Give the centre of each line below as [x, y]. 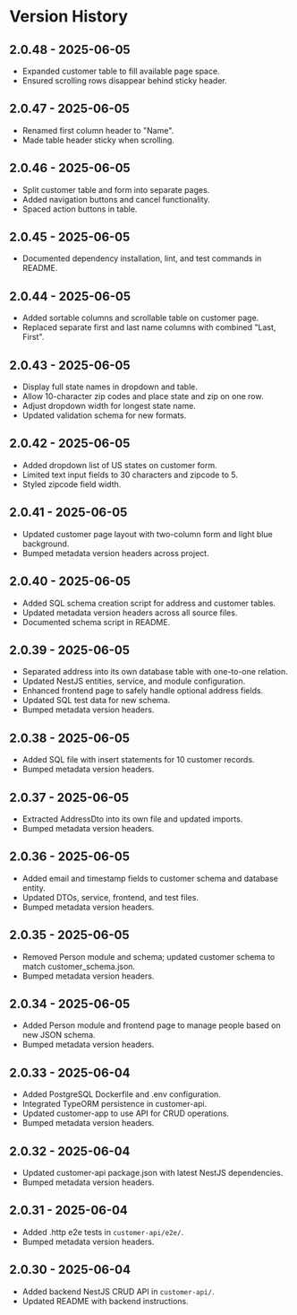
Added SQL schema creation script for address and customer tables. [148, 603]
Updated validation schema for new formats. [104, 415]
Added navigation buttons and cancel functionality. [116, 199]
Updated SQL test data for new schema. [96, 701]
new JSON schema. [59, 1035]
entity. [34, 888]
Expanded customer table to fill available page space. [121, 71]
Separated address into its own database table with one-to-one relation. [155, 672]
